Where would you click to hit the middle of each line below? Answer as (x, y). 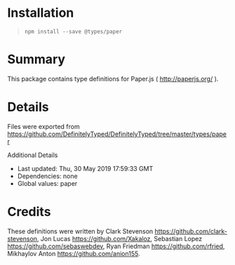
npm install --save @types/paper (73, 32)
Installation (41, 13)
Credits (29, 212)
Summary (36, 59)
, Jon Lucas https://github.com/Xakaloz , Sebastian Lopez (120, 238)
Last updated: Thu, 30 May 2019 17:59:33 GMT (85, 168)
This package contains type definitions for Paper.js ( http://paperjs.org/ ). (113, 79)
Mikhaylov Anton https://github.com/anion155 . (74, 253)
